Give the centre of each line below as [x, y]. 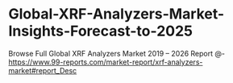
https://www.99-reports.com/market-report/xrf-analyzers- [106, 62]
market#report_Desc [43, 70]
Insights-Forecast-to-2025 [101, 31]
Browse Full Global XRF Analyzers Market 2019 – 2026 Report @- [117, 53]
